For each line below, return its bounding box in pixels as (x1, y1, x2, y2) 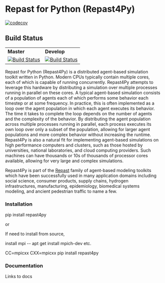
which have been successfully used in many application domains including (5, 173, 157, 178)
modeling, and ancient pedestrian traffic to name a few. (5, 188, 117, 194)
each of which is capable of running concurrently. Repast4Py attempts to (5, 79, 154, 85)
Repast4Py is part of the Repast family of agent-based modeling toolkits (5, 167, 152, 173)
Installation (5, 201, 33, 208)
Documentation (5, 262, 43, 269)
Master (7, 48, 25, 55)
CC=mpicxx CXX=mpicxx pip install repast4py (5, 250, 99, 256)
